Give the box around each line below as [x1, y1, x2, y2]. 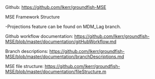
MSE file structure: [5, 63, 44, 69]
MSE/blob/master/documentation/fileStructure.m [5, 68, 107, 74]
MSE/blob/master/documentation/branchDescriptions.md [5, 53, 124, 59]
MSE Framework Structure [5, 14, 60, 19]
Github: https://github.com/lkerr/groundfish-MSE [5, 4, 107, 10]
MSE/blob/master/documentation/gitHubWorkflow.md [5, 38, 117, 44]
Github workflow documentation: [5, 33, 73, 39]
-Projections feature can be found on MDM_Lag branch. [5, 23, 121, 29]
